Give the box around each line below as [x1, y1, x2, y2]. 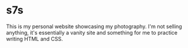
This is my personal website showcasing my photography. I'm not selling [6, 23, 183, 30]
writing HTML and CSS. [6, 35, 63, 42]
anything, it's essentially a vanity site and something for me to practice [6, 29, 178, 36]
